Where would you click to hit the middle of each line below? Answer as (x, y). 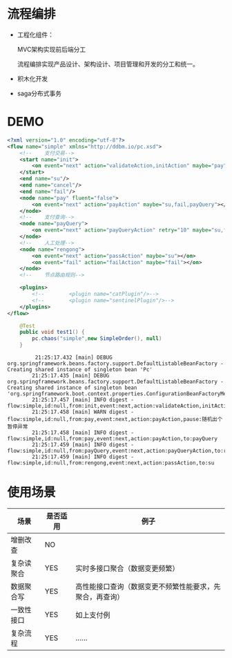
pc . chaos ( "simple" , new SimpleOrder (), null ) (97, 339)
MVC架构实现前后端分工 (51, 49)
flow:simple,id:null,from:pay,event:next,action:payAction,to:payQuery (112, 439)
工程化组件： (35, 35)
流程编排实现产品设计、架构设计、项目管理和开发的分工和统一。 (108, 64)
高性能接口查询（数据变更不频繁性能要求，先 (148, 586)
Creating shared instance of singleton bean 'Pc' (80, 370)
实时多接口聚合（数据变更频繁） (127, 568)
